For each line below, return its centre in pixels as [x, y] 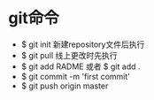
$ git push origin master [65, 86]
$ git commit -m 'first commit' [75, 76]
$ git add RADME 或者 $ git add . [81, 66]
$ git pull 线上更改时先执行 [69, 55]
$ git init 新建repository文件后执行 [83, 44]
